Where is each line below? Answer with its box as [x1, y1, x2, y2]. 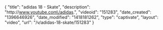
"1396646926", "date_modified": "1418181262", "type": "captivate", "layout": [4, 15, 159, 20]
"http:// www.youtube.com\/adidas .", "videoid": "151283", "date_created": [4, 9, 152, 15]
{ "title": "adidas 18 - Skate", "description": [4, 4, 90, 10]
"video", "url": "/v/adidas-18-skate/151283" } [4, 19, 94, 25]
